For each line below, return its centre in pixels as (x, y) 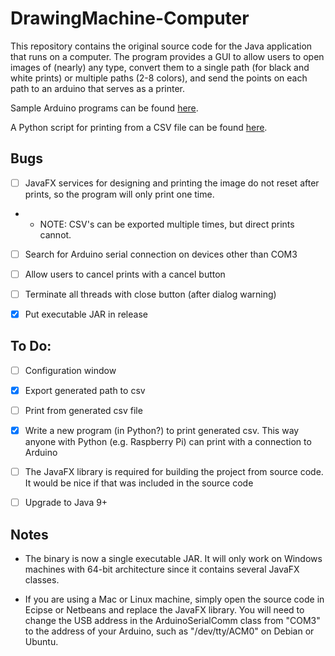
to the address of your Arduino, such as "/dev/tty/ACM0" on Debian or (169, 631)
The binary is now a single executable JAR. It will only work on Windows (173, 559)
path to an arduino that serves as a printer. (97, 88)
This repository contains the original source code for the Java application (161, 46)
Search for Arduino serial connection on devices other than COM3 (161, 254)
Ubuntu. (41, 642)
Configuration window (70, 370)
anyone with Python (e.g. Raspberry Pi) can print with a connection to (168, 442)
